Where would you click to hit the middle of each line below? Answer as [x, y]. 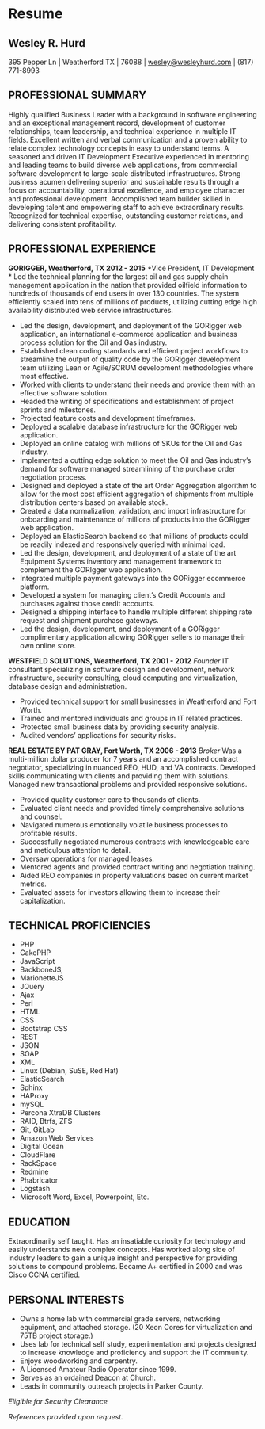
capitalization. [42, 900]
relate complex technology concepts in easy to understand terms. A [119, 148]
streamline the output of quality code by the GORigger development [130, 359]
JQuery [32, 987]
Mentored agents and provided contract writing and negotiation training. [137, 867]
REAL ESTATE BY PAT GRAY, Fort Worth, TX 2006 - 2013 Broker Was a [125, 751]
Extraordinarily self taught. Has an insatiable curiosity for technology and [127, 1241]
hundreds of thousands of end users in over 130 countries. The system [124, 293]
